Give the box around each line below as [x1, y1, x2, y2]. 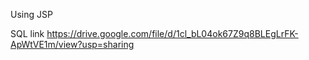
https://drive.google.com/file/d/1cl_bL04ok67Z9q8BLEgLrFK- [46, 28, 299, 39]
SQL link [10, 28, 45, 39]
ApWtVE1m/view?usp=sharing [10, 39, 135, 50]
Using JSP [10, 9, 53, 20]
